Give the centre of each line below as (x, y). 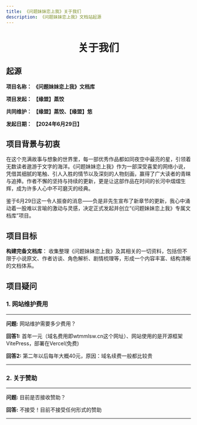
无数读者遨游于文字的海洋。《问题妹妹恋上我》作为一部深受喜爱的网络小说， (97, 166)
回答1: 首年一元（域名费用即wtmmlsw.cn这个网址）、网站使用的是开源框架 (94, 336)
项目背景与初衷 (33, 144)
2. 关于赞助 (22, 378)
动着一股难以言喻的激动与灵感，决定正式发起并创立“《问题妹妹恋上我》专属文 (98, 208)
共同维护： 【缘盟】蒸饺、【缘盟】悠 (49, 111)
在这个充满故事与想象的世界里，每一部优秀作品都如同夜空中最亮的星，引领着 (98, 159)
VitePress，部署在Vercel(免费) (43, 343)
